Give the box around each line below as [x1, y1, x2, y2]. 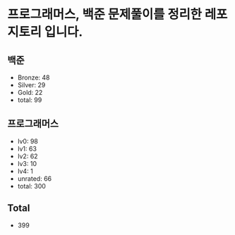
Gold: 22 [17, 89, 43, 96]
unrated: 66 [17, 174, 52, 183]
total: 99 [17, 96, 42, 104]
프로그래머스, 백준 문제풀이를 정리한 [7, 6, 203, 23]
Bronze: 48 [17, 73, 51, 82]
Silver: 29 [17, 81, 46, 89]
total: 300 [17, 182, 46, 190]
